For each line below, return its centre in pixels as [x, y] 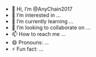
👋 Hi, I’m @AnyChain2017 [42, 9]
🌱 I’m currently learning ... [42, 21]
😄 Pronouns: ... [30, 42]
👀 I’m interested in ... [36, 15]
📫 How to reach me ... [38, 34]
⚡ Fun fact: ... [27, 49]
